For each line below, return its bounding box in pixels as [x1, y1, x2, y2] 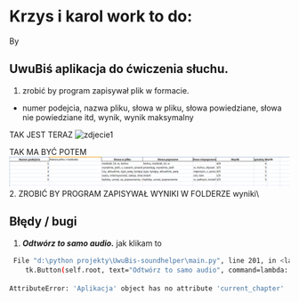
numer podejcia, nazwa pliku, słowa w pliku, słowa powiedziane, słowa [21, 102, 282, 113]
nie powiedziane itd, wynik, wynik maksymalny [21, 111, 194, 122]
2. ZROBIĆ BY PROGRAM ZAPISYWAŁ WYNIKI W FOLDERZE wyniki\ [9, 188, 260, 199]
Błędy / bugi [9, 214, 77, 229]
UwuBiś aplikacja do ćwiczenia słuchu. [9, 61, 229, 77]
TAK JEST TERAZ [9, 129, 74, 140]
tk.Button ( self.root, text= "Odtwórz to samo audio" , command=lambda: [25, 265, 289, 274]
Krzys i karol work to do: [9, 6, 193, 27]
